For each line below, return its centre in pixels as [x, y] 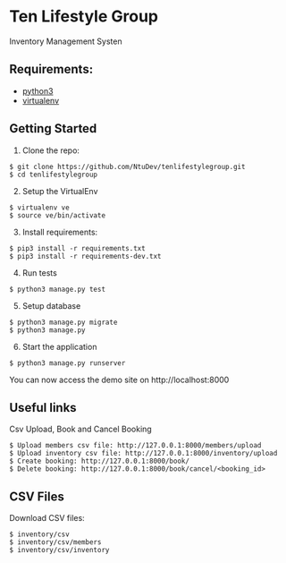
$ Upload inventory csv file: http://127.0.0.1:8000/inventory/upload [143, 454]
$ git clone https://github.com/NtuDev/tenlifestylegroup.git [127, 166]
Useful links [43, 408]
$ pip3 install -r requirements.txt [77, 248]
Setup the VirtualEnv [60, 191]
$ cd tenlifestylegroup [54, 175]
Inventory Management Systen [66, 41]
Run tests [40, 273]
